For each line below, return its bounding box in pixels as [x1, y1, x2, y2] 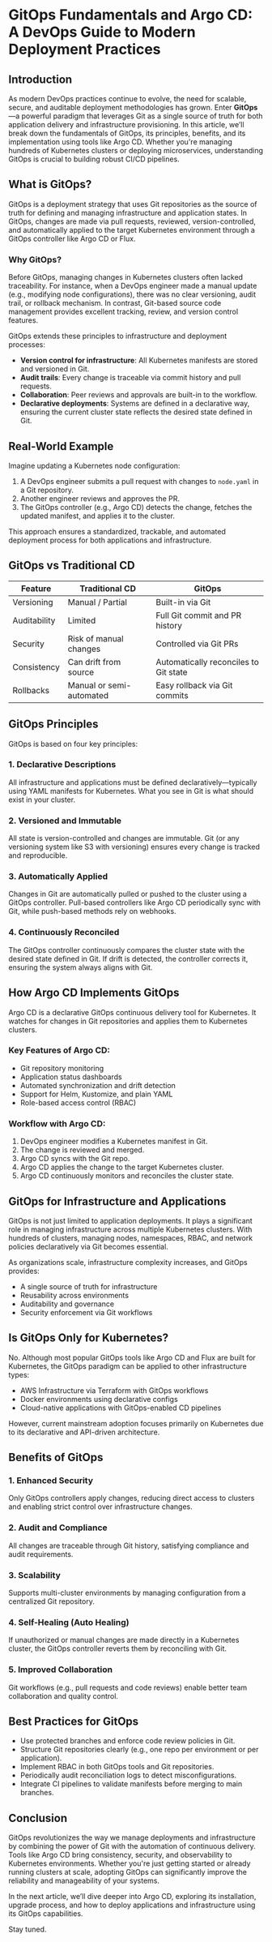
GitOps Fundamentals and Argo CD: [8, 6, 253, 24]
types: [8, 1370, 30, 1379]
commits [155, 689, 189, 701]
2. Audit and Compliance [8, 1522, 108, 1533]
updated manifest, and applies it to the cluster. [19, 511, 176, 521]
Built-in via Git [155, 596, 211, 607]
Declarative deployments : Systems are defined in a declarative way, [19, 399, 250, 409]
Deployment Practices [8, 41, 161, 58]
